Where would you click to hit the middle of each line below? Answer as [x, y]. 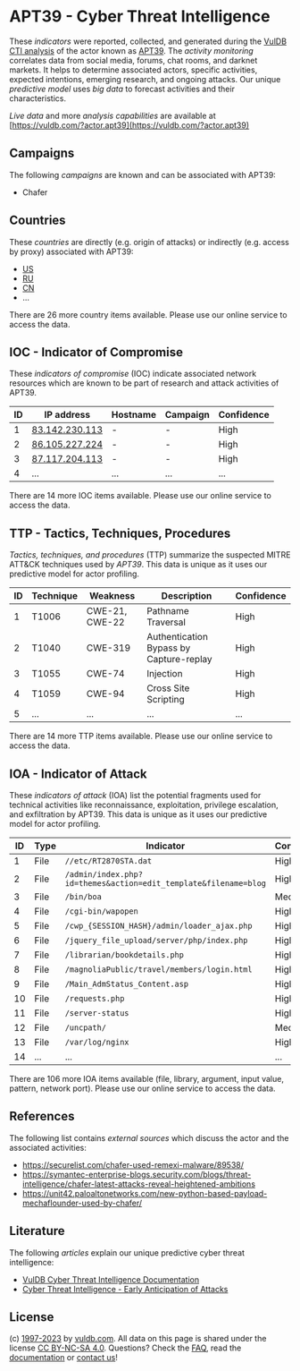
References [42, 1116]
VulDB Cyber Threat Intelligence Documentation [111, 1279]
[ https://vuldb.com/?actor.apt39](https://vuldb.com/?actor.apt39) [129, 125]
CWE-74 [105, 674]
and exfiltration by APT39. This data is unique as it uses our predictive [138, 814]
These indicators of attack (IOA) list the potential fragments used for [135, 795]
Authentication [177, 637]
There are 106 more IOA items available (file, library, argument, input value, [146, 1079]
